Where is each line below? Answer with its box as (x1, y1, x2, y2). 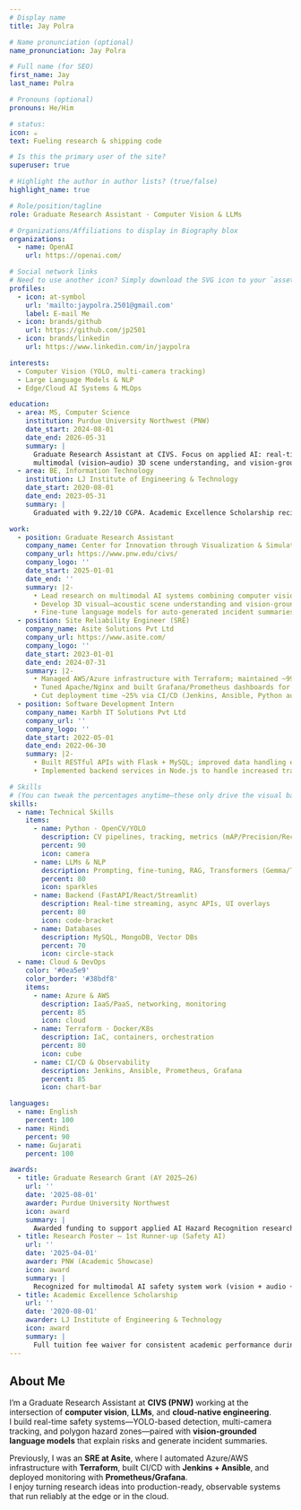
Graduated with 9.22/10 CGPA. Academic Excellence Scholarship (32, 508, 275, 517)
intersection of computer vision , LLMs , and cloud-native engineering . (9, 1407, 271, 1418)
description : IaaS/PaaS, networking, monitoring (41, 999, 227, 1008)
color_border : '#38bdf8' (25, 974, 118, 983)
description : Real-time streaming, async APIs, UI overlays (41, 899, 271, 909)
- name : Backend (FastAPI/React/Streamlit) (32, 891, 199, 900)
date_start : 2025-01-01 (25, 566, 115, 575)
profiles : (9, 284, 47, 292)
